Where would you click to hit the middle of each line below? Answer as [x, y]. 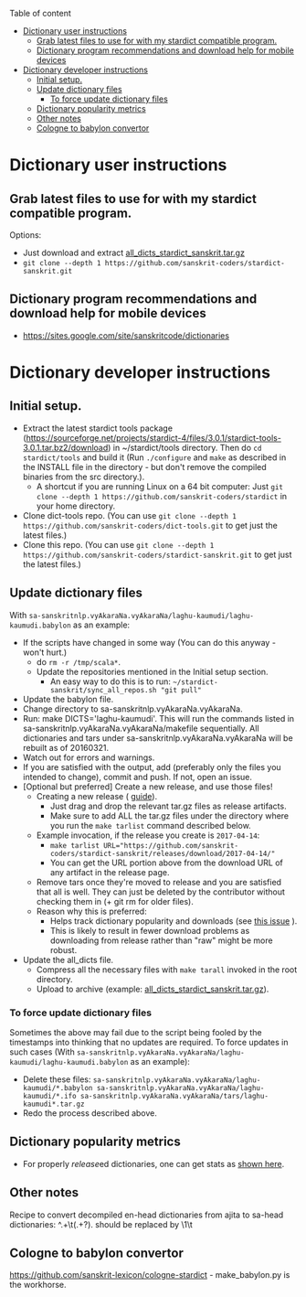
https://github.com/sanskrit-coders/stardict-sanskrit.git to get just [157, 554]
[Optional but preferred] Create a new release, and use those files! [148, 787]
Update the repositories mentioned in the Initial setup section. [152, 671]
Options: [26, 235]
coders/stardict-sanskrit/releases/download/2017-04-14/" [163, 853]
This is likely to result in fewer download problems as [150, 930]
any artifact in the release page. [110, 872]
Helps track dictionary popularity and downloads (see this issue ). [174, 921]
